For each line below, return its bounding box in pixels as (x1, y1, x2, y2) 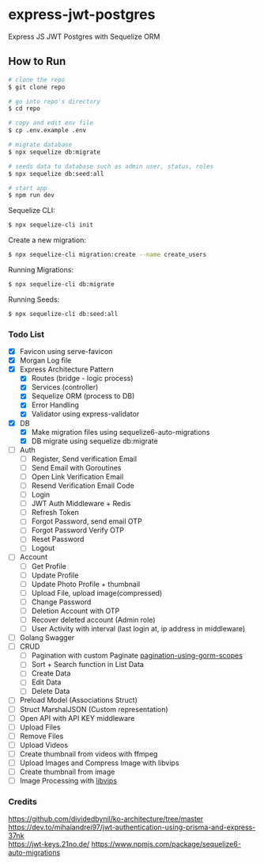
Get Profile (31, 561, 67, 571)
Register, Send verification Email (31, 454, 137, 463)
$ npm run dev (8, 192, 55, 200)
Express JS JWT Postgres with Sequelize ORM (8, 32, 160, 41)
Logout (31, 543, 55, 553)
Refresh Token (31, 508, 79, 517)
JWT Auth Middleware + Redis (31, 499, 131, 509)
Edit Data (31, 677, 62, 687)
